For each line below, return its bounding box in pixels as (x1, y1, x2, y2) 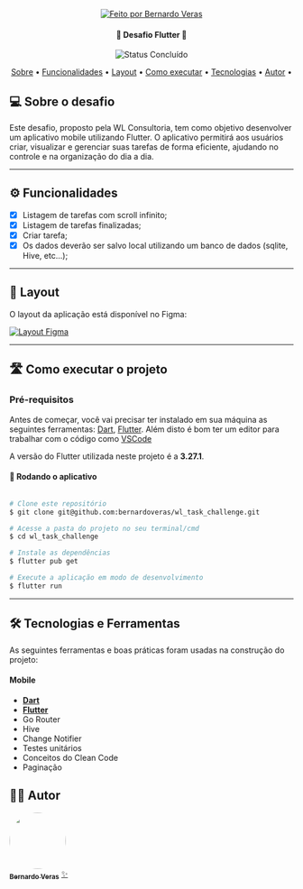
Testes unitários (22, 742, 83, 753)
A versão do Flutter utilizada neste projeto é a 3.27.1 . (9, 451, 205, 462)
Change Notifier (22, 733, 83, 744)
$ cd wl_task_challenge (9, 532, 99, 541)
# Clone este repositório (9, 499, 106, 509)
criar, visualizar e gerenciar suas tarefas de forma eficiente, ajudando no (9, 142, 280, 152)
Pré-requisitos (9, 393, 74, 406)
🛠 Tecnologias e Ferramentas (9, 616, 180, 631)
